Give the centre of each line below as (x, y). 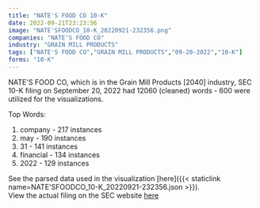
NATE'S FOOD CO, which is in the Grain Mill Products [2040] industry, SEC (130, 82)
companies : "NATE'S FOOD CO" (56, 38)
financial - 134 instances (60, 154)
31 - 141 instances (48, 146)
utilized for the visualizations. (56, 99)
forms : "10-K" (32, 60)
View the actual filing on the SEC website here (84, 195)
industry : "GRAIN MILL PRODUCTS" (63, 45)
